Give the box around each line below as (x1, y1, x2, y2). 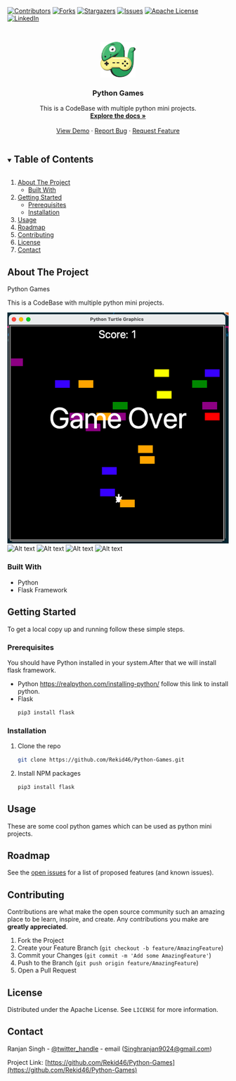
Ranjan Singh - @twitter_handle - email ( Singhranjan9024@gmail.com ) (7, 1044, 212, 1053)
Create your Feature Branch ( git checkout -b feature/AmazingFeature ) (17, 943, 224, 952)
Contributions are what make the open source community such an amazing (7, 908, 225, 916)
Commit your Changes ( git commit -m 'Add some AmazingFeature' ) (17, 951, 212, 960)
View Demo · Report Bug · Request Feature (55, 127, 181, 135)
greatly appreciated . (7, 922, 68, 931)
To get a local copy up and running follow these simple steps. (7, 625, 185, 633)
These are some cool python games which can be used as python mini (7, 822, 212, 830)
